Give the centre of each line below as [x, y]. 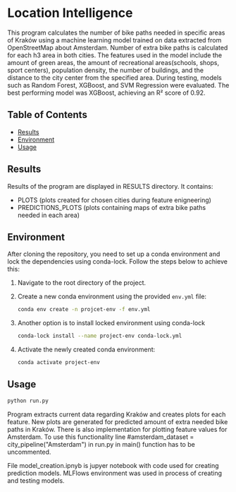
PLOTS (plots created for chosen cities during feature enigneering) [114, 200]
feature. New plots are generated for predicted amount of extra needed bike [118, 421]
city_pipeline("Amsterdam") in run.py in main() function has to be [101, 444]
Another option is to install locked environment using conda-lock [111, 323]
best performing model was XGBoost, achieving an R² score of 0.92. [106, 93]
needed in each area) [48, 215]
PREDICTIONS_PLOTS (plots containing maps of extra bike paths [112, 207]
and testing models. [36, 480]
